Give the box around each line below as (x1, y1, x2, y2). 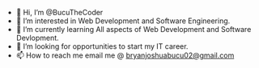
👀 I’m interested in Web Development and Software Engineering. (15, 16, 231, 26)
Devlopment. (15, 33, 59, 42)
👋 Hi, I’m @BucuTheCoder (15, 8, 104, 17)
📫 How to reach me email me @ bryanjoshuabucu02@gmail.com (15, 50, 235, 60)
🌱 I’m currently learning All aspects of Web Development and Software (15, 25, 252, 34)
